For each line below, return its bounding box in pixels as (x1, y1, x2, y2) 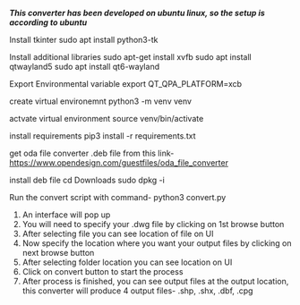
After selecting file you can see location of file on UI (21, 228, 214, 239)
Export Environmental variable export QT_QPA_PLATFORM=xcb (9, 79, 243, 89)
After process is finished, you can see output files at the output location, (21, 276, 289, 286)
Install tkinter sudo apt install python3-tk (9, 35, 159, 45)
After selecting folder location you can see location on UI (21, 257, 233, 267)
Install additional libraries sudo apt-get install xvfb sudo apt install (9, 52, 253, 62)
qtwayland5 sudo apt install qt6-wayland (9, 62, 159, 72)
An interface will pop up (21, 209, 111, 220)
